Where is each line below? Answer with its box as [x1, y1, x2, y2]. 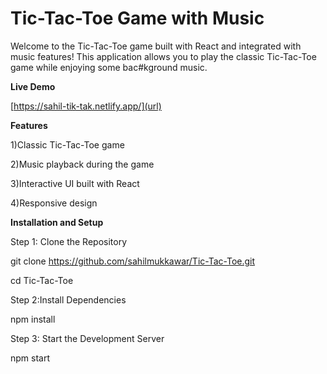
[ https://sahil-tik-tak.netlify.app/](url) [10, 100, 162, 112]
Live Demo [10, 80, 56, 92]
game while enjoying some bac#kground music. [10, 61, 208, 73]
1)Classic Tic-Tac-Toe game [10, 138, 125, 151]
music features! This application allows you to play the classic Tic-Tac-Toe [10, 50, 317, 62]
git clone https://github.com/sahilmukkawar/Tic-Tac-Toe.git [10, 255, 256, 267]
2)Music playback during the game [10, 158, 155, 170]
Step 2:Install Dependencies [10, 293, 127, 306]
